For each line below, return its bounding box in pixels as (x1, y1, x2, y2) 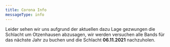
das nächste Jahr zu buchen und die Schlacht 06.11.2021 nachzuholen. (5, 36, 156, 43)
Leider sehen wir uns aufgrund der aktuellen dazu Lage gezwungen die (5, 26, 156, 32)
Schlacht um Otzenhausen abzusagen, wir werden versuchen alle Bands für (5, 31, 165, 37)
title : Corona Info (5, 7, 47, 13)
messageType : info (5, 12, 44, 17)
